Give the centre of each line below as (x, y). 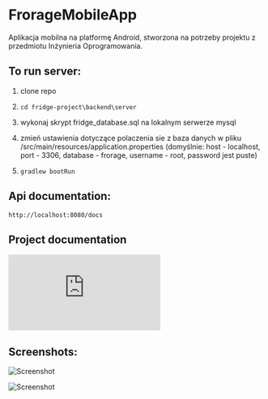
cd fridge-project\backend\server (78, 107)
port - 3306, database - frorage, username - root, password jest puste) (138, 155)
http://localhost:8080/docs (56, 215)
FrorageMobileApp (73, 15)
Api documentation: (60, 196)
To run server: (45, 72)
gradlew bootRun (47, 172)
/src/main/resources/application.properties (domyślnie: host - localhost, (140, 146)
